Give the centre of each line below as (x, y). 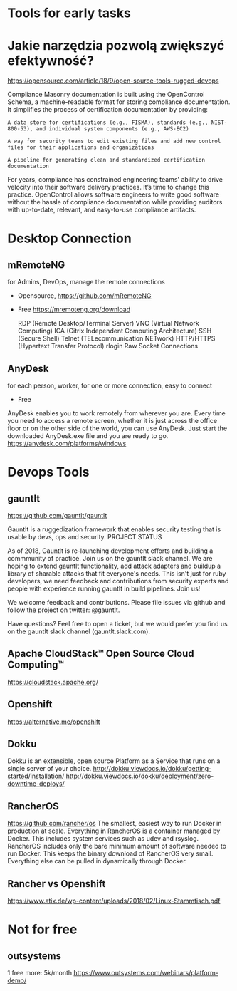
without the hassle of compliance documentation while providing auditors (115, 202)
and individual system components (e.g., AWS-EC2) (113, 129)
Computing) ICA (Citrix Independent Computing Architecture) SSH (115, 331)
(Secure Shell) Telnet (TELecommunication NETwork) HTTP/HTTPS (116, 338)
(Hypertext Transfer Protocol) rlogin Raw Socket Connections (107, 346)
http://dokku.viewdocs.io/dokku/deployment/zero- (140, 776)
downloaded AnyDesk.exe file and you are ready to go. (88, 435)
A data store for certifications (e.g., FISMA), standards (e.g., (108, 123)
